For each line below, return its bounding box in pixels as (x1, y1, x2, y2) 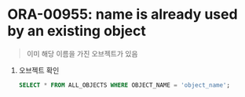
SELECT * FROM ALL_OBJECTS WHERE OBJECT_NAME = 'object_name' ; (18, 81, 231, 89)
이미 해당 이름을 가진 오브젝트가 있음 (26, 48, 138, 58)
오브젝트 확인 (18, 65, 60, 75)
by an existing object (7, 22, 146, 40)
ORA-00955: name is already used (7, 5, 238, 23)
